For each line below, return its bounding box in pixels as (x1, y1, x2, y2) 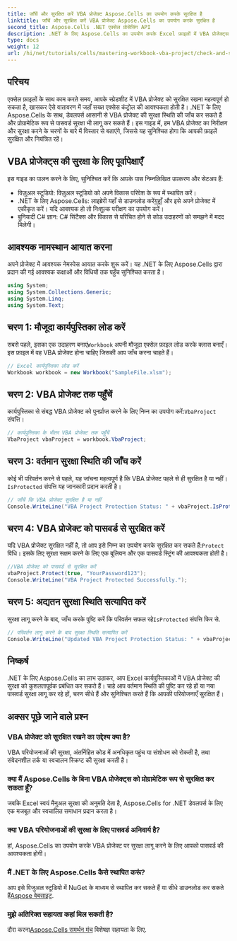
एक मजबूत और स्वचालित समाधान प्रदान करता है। (7, 807, 118, 816)
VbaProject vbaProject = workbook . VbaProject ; (7, 436, 147, 443)
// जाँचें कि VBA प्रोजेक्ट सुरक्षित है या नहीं (7, 496, 102, 503)
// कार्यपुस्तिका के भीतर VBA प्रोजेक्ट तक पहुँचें (7, 429, 109, 437)
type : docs (7, 37, 39, 44)
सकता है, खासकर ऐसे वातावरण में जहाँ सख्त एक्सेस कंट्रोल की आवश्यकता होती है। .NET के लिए (7, 103, 221, 111)
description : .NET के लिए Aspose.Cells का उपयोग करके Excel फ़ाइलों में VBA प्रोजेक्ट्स (7, 30, 229, 37)
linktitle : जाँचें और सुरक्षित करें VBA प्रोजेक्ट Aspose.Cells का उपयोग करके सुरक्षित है (7, 17, 215, 24)
